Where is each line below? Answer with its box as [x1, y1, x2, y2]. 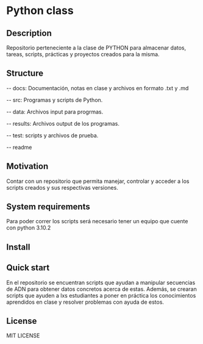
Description [6, 28, 52, 38]
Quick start [6, 263, 50, 273]
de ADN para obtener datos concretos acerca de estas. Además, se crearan [6, 285, 197, 293]
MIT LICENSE [6, 332, 40, 339]
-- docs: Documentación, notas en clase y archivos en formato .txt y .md [6, 84, 189, 91]
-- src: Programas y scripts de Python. [6, 96, 103, 104]
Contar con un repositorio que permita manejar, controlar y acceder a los [6, 177, 190, 185]
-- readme [6, 143, 32, 151]
